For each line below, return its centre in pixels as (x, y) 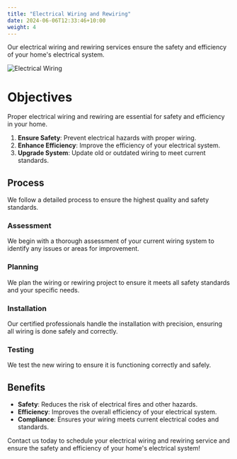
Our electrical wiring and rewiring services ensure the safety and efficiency (117, 47)
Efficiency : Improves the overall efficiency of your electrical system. (117, 412)
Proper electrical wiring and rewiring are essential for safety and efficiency (116, 117)
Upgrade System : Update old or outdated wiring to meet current (112, 153)
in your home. (28, 124)
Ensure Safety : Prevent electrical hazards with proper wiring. (107, 138)
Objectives (40, 97)
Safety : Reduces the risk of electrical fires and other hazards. (108, 404)
